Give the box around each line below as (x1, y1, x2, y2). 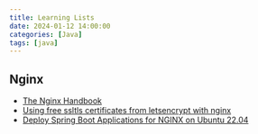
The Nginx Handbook (22, 95, 102, 106)
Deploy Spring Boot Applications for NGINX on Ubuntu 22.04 (22, 114, 249, 126)
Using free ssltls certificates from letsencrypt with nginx (22, 105, 232, 116)
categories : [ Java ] (9, 30, 83, 39)
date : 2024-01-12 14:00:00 (9, 22, 111, 31)
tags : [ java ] (9, 38, 59, 48)
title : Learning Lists (9, 13, 95, 22)
